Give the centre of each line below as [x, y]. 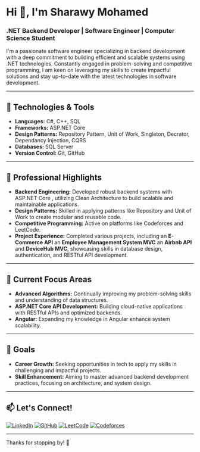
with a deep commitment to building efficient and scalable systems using [96, 57]
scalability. [28, 325]
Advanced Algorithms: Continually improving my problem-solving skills [103, 294]
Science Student [31, 38]
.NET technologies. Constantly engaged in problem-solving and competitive [99, 64]
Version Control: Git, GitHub [50, 153]
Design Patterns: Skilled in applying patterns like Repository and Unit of [103, 211]
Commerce [29, 242]
